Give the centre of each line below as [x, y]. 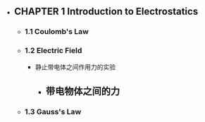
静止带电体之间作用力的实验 [75, 67]
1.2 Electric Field [53, 51]
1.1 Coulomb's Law [57, 32]
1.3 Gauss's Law [53, 111]
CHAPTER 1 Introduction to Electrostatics [106, 12]
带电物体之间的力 [83, 91]
